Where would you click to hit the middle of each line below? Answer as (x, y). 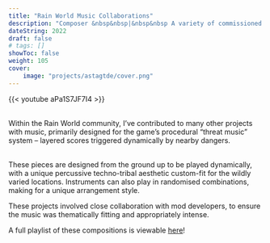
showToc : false (34, 53)
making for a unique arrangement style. (74, 190)
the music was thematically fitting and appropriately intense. (109, 214)
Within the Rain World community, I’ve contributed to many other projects (131, 123)
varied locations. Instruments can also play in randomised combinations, (129, 182)
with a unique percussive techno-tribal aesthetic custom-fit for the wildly (130, 173)
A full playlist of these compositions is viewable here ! (97, 230)
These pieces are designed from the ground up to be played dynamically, (131, 164)
